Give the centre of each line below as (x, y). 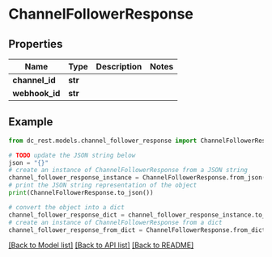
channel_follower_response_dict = (67, 215)
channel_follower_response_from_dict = (76, 230)
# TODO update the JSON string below (72, 155)
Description (119, 67)
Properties (36, 44)
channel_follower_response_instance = (74, 178)
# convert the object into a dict (67, 207)
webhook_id (36, 93)
